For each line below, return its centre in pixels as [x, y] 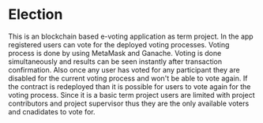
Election [36, 15]
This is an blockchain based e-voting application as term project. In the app [131, 36]
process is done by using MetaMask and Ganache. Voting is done [115, 53]
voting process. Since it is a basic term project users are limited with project [131, 95]
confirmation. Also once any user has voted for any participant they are [124, 69]
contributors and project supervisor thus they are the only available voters [129, 103]
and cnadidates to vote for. [52, 111]
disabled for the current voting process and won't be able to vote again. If [128, 78]
